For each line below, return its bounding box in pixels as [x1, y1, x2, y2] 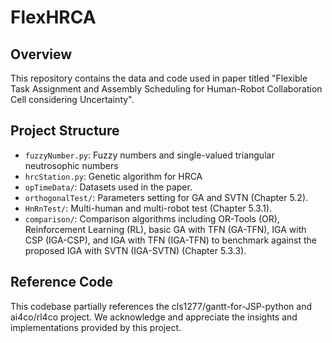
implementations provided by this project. [10, 321, 182, 333]
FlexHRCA [10, 6, 97, 29]
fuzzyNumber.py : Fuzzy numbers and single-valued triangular [24, 149, 275, 161]
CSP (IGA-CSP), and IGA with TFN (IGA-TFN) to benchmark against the [24, 234, 317, 246]
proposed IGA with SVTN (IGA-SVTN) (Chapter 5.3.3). [24, 244, 247, 256]
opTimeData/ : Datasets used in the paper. [24, 181, 193, 193]
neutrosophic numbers [24, 159, 119, 171]
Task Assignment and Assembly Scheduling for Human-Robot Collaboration [10, 83, 323, 95]
